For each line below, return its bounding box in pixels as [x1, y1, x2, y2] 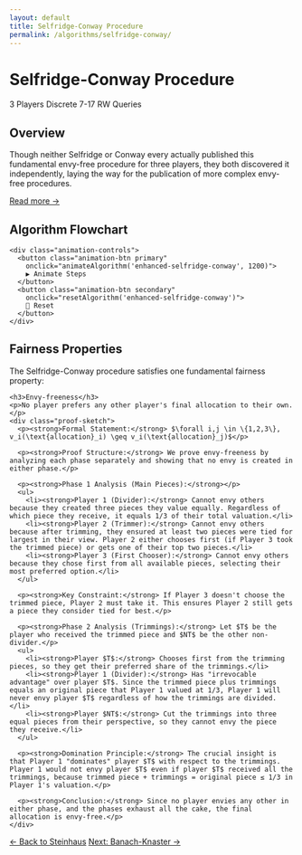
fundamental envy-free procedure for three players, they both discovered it [9, 159, 289, 170]
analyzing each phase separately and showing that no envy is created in [9, 456, 294, 465]
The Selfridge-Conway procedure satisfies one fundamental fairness [9, 366, 266, 376]
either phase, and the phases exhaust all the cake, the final [9, 804, 253, 813]
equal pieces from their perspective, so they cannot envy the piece [9, 717, 278, 727]
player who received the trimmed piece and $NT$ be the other [9, 630, 249, 639]
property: [9, 375, 44, 385]
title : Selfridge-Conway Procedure [9, 22, 144, 31]
